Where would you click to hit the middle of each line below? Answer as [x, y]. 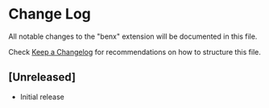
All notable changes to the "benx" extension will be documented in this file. [133, 36]
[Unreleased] [42, 77]
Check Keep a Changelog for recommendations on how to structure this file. [135, 52]
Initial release [42, 97]
